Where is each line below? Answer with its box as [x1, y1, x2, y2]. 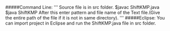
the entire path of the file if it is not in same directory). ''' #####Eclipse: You [5, 15, 165, 20]
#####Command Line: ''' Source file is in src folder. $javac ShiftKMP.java [5, 4, 160, 10]
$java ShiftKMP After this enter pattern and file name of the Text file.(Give [5, 9, 160, 15]
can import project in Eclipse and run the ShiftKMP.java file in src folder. [5, 20, 157, 26]
